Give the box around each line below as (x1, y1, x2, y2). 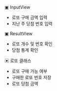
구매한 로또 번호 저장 (11, 75, 52, 80)
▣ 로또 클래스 (4, 58, 31, 64)
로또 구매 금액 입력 (11, 14, 48, 20)
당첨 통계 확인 (11, 47, 38, 53)
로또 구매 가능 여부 (11, 68, 48, 74)
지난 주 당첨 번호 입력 (11, 21, 53, 26)
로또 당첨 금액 (11, 81, 38, 87)
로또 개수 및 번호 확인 (11, 41, 53, 47)
